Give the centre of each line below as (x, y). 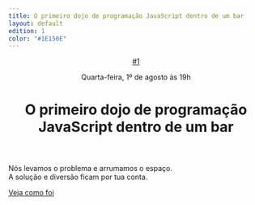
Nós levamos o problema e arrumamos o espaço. (90, 169)
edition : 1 (27, 31)
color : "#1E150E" (38, 38)
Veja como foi (31, 193)
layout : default (36, 23)
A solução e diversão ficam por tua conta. (78, 177)
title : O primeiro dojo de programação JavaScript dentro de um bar (126, 16)
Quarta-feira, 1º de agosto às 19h (136, 77)
